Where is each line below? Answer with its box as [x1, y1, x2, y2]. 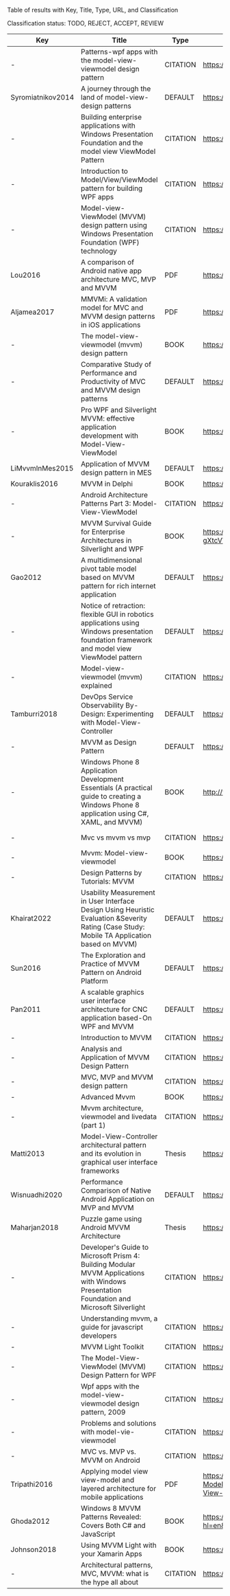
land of [81, 93, 104, 102]
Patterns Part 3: [81, 499, 131, 508]
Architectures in [81, 536, 132, 545]
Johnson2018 [10, 1545, 57, 1554]
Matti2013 [10, 1149, 45, 1158]
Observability [81, 701, 125, 710]
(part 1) [81, 1121, 106, 1129]
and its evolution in [81, 1149, 142, 1158]
